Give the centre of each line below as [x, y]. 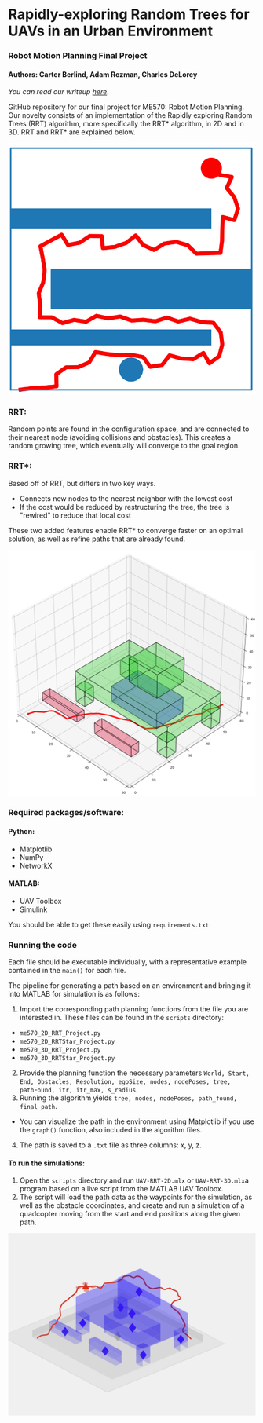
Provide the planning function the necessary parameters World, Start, [134, 1073]
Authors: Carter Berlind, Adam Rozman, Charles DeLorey [103, 74]
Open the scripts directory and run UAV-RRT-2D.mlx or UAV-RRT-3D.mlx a [134, 1180]
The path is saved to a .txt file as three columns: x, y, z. [110, 1145]
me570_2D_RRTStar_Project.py [67, 1042]
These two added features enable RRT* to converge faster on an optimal [126, 530]
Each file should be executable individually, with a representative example [128, 962]
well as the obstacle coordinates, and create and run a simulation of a [132, 1205]
